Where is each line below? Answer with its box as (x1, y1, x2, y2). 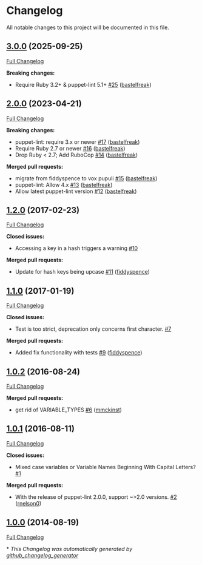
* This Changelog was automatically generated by (6, 545, 133, 552)
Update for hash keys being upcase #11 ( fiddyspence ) (15, 268, 150, 276)
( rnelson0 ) (15, 499, 42, 507)
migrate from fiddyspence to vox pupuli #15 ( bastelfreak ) (15, 174, 158, 182)
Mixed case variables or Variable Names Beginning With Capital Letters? (15, 463, 196, 470)
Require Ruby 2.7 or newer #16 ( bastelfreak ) (15, 144, 126, 152)
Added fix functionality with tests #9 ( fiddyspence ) (15, 349, 143, 356)
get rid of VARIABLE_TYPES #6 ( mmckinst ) (15, 406, 123, 413)
